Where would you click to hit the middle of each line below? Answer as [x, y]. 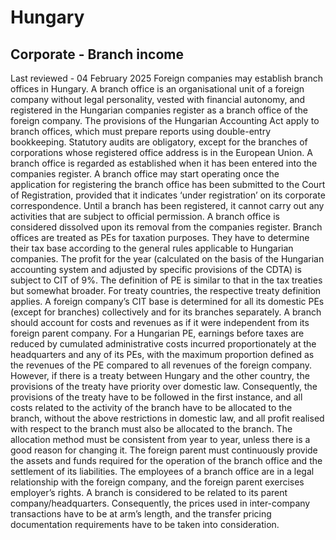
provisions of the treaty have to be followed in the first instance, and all [156, 397]
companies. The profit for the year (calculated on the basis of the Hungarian [167, 259]
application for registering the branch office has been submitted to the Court [168, 184]
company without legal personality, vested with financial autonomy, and [158, 99]
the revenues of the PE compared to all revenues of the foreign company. [161, 365]
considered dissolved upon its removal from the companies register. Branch [166, 227]
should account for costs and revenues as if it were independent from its [160, 322]
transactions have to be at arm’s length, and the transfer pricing [141, 514]
